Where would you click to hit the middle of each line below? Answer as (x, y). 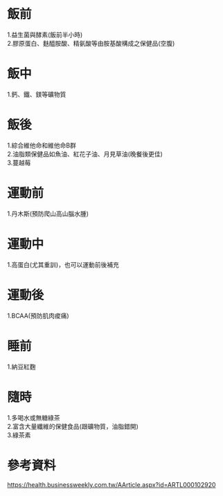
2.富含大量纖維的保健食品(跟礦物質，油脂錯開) (73, 426)
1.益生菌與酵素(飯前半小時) (45, 35)
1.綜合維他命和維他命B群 (42, 145)
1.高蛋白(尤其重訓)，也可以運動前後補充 (63, 264)
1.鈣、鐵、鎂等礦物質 (37, 94)
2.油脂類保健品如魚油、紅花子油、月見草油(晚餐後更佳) (85, 154)
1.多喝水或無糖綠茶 (34, 417)
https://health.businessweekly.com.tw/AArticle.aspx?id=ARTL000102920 (111, 485)
